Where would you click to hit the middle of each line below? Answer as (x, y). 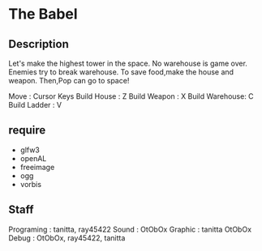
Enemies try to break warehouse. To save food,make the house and (121, 72)
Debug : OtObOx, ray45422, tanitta (67, 238)
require (27, 130)
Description (39, 44)
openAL (33, 158)
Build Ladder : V (35, 105)
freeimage (37, 167)
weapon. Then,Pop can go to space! (69, 81)
